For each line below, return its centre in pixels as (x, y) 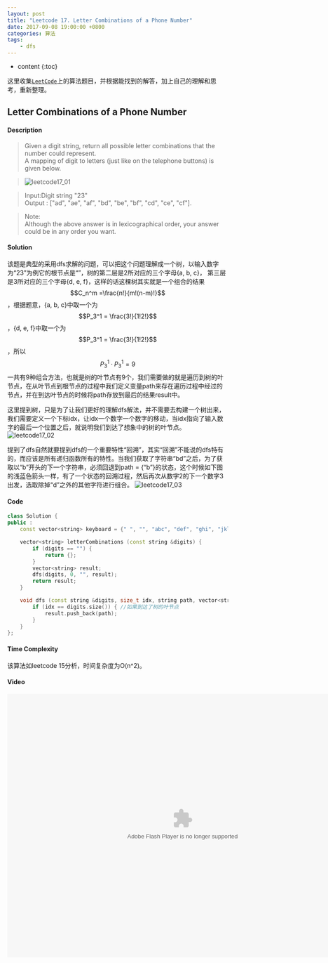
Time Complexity (33, 649)
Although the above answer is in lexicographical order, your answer (122, 224)
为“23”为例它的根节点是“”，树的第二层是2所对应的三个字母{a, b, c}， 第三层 (117, 273)
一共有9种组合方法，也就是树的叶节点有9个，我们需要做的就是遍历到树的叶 (116, 377)
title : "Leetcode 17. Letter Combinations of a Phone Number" (100, 20)
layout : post (26, 14)
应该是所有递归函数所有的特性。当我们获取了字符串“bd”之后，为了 (121, 459)
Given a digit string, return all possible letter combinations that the (119, 145)
